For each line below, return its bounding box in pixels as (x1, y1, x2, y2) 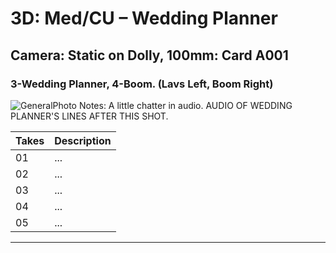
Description (54, 133, 112, 147)
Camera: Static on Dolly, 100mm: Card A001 (10, 47, 289, 64)
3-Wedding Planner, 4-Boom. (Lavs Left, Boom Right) (10, 77, 274, 91)
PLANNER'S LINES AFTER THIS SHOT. (10, 110, 169, 122)
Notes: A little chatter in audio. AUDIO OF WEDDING (78, 99, 293, 111)
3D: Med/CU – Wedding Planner (10, 7, 278, 30)
